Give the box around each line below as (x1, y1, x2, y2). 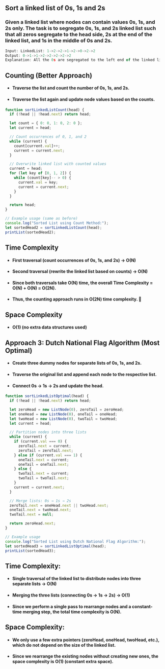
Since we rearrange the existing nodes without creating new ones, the (12, 653, 159, 659)
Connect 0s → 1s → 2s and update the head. (12, 382, 104, 389)
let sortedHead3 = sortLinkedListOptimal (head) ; (5, 544, 107, 549)
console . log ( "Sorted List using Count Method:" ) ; (5, 221, 109, 225)
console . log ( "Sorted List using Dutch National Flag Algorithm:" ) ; (5, 539, 146, 544)
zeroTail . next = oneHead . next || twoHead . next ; (9, 503, 109, 508)
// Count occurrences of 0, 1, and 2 (9, 134, 87, 139)
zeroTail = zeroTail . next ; (18, 448, 74, 453)
